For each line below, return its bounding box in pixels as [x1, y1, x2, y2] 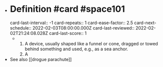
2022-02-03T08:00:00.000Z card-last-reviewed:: [32, 25, 135, 31]
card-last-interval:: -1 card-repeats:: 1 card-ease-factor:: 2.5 [9, 20, 133, 26]
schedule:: [9, 25, 32, 31]
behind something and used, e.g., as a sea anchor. [24, 46, 128, 52]
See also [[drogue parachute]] [9, 56, 72, 62]
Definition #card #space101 [9, 3, 125, 15]
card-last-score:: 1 [49, 30, 87, 36]
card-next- [134, 20, 157, 26]
